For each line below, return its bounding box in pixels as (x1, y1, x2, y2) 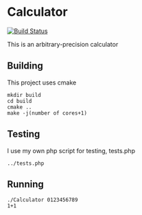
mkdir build (7, 91, 41, 98)
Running (7, 178, 45, 190)
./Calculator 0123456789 (7, 196, 78, 203)
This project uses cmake (7, 78, 77, 87)
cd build (7, 98, 32, 104)
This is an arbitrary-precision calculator (7, 40, 119, 48)
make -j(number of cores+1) (7, 109, 88, 117)
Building (7, 60, 43, 72)
